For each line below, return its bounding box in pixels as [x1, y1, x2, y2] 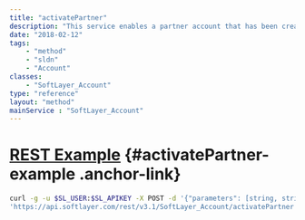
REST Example [9, 145, 121, 166]
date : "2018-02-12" [9, 30, 84, 39]
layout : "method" [9, 97, 75, 107]
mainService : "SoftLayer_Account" [9, 106, 144, 115]
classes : [9, 72, 43, 81]
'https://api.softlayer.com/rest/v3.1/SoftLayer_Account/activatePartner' [9, 203, 299, 212]
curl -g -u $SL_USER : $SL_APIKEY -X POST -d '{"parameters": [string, [9, 194, 279, 204]
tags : [9, 38, 30, 48]
